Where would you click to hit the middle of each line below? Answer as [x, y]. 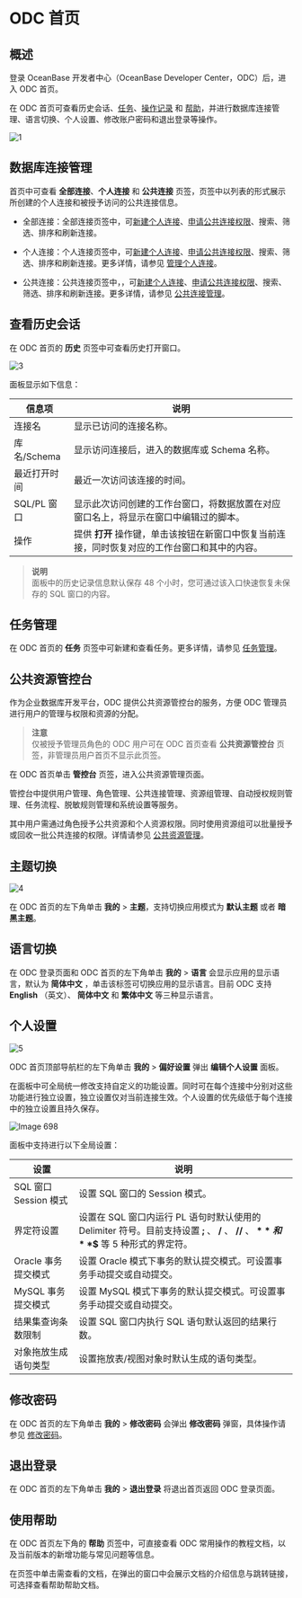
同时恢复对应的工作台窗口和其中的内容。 [177, 547]
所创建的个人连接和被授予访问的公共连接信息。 [96, 202]
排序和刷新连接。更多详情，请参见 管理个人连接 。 [130, 262]
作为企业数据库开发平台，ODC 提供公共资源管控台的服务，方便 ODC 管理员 [148, 703]
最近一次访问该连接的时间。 [132, 480]
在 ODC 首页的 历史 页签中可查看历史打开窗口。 [98, 348]
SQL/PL [30, 503]
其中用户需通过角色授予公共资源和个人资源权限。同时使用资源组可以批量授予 [151, 824]
